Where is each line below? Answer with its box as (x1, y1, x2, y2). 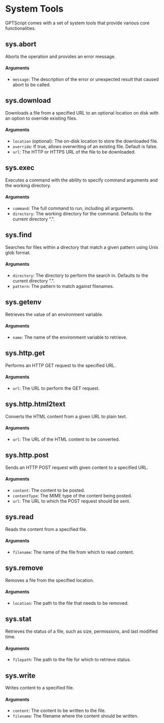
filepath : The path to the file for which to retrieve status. (12, 657, 131, 663)
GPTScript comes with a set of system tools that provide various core (5, 20, 150, 26)
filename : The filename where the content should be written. (12, 713, 139, 719)
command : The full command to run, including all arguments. (12, 205, 135, 211)
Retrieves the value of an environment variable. (5, 311, 103, 317)
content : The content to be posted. (12, 487, 85, 493)
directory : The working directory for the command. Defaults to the (12, 210, 152, 216)
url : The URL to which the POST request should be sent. (12, 498, 131, 504)
